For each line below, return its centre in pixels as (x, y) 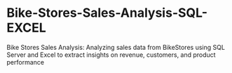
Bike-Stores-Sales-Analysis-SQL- (107, 13)
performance (26, 62)
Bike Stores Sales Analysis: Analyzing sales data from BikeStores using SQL (116, 47)
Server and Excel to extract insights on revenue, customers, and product (111, 55)
